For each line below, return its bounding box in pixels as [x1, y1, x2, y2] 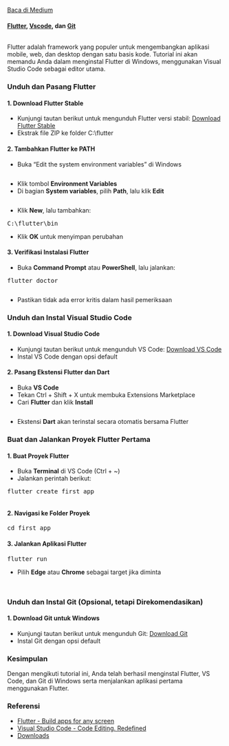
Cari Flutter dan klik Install [17, 398, 94, 407]
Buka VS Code [17, 383, 59, 392]
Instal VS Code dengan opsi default [17, 352, 118, 361]
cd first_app [7, 524, 52, 532]
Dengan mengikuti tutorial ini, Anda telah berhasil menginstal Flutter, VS [7, 670, 210, 678]
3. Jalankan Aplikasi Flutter [7, 540, 87, 548]
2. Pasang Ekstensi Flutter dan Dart [7, 368, 110, 376]
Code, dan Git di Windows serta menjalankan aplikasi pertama [7, 677, 184, 685]
